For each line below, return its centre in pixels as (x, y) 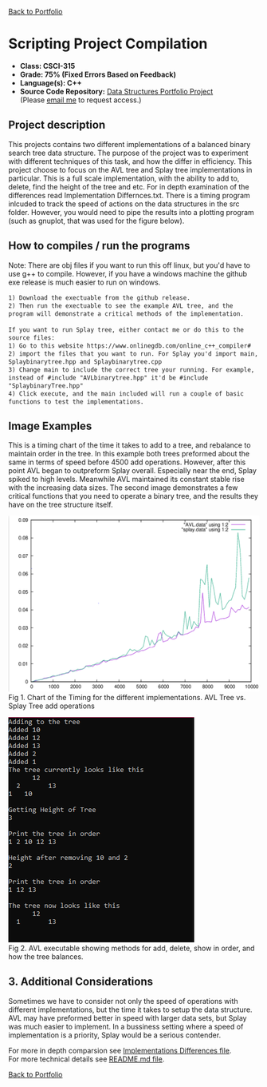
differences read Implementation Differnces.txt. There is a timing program (130, 195)
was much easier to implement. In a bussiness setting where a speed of (126, 1026)
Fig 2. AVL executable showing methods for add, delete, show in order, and (132, 948)
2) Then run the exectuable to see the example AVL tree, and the (121, 306)
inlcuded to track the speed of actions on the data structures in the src (124, 204)
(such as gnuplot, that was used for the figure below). (96, 221)
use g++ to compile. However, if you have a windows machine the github (128, 273)
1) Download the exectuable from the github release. (100, 298)
